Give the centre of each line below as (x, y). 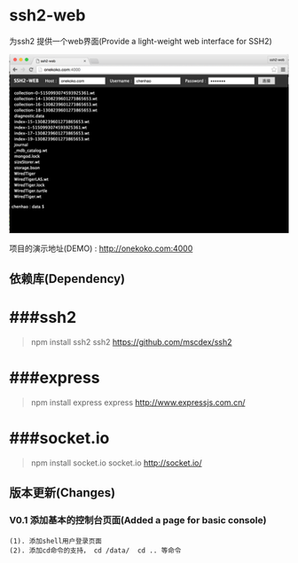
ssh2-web (47, 16)
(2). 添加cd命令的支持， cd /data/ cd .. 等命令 (95, 551)
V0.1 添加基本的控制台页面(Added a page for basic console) (138, 520)
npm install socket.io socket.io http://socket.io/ (116, 463)
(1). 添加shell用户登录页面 (55, 541)
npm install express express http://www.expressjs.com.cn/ (138, 403)
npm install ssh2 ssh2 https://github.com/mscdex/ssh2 (131, 342)
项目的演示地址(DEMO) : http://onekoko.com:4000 (101, 248)
